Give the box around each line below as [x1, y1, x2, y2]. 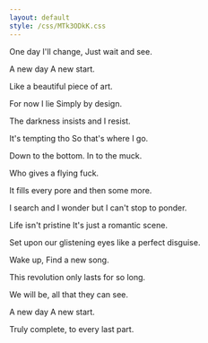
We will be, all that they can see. [9, 288, 128, 300]
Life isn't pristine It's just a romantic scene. [9, 219, 169, 230]
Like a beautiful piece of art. [9, 81, 114, 91]
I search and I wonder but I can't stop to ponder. [9, 202, 187, 213]
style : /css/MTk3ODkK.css [9, 21, 106, 30]
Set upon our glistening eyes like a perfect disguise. [9, 236, 201, 247]
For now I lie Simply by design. [9, 98, 123, 108]
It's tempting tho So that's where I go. [9, 133, 149, 143]
